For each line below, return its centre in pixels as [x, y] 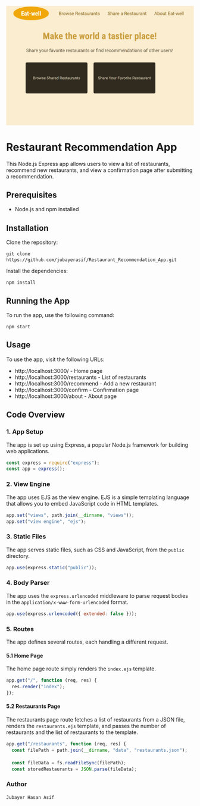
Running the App [38, 301]
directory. [18, 556]
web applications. [28, 451]
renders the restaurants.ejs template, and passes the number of [86, 726]
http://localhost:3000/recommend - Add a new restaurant [85, 383]
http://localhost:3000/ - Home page [59, 371]
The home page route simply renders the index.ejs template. [81, 669]
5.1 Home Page [25, 656]
